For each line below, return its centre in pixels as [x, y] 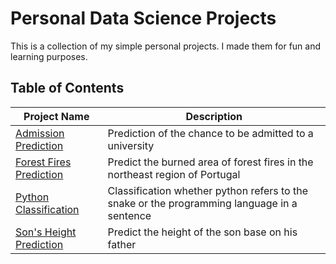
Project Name [56, 116]
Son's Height [46, 232]
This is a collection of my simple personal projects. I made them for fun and [166, 46]
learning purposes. [49, 56]
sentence [129, 215]
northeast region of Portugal [174, 174]
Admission [40, 133]
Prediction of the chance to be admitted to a [210, 133]
